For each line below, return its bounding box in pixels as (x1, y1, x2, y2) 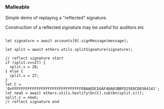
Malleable (5, 3, 30, 10)
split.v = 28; (9, 65, 39, 70)
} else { (5, 69, 23, 74)
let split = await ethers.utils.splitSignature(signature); (5, 47, 133, 52)
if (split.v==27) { (5, 60, 46, 65)
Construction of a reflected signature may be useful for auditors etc (5, 24, 144, 30)
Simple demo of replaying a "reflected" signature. (5, 15, 107, 21)
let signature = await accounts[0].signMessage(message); (5, 38, 128, 43)
